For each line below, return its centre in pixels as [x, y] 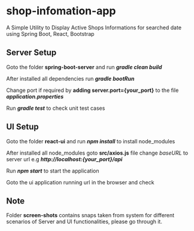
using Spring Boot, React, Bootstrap [50, 33]
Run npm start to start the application [53, 171]
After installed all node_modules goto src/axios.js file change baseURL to [97, 153]
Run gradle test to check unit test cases [56, 108]
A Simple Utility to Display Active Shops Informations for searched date [94, 27]
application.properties [35, 96]
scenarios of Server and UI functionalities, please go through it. [84, 221]
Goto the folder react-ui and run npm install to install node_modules [91, 141]
